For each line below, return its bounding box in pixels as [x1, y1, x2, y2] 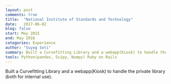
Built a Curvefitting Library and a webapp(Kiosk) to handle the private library [5, 68, 165, 74]
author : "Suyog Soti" [5, 45, 51, 50]
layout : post [5, 7, 33, 13]
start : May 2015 [5, 31, 40, 36]
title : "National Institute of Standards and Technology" [5, 17, 133, 22]
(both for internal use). [5, 74, 52, 80]
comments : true [5, 12, 38, 17]
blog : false [5, 26, 31, 31]
